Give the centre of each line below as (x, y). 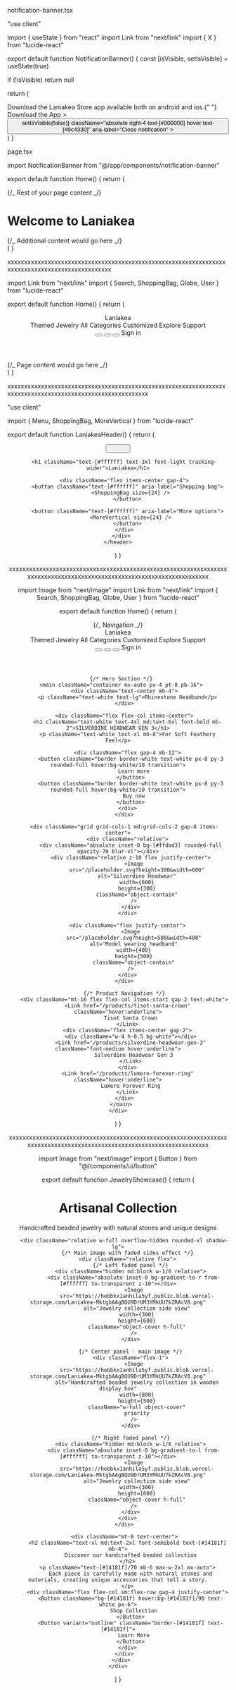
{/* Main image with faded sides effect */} (127, 1253)
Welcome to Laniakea (71, 221)
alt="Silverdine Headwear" (137, 876)
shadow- (217, 1241)
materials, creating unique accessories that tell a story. (118, 1580)
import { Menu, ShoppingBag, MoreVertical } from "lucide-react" (100, 421)
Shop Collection (134, 1611)
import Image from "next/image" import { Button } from (118, 1158)
